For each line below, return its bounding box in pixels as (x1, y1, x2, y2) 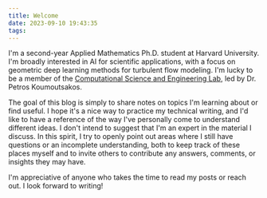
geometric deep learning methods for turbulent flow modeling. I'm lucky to (8, 65, 253, 75)
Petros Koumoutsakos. (8, 82, 82, 92)
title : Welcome (8, 11, 59, 20)
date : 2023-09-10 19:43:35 (8, 19, 98, 27)
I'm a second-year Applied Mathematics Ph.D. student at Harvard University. (8, 49, 260, 58)
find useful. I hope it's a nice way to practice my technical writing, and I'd (8, 106, 249, 116)
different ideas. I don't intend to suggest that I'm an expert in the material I (8, 123, 253, 133)
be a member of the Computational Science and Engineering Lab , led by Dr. (8, 73, 257, 84)
